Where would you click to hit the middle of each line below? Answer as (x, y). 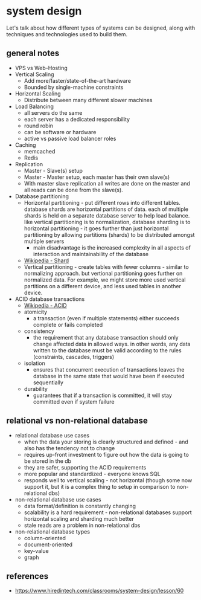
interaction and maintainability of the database (91, 254)
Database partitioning (42, 196)
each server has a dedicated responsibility (77, 119)
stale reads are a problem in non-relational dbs (82, 525)
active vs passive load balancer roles (70, 138)
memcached (40, 151)
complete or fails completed (68, 324)
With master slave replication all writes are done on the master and (107, 183)
